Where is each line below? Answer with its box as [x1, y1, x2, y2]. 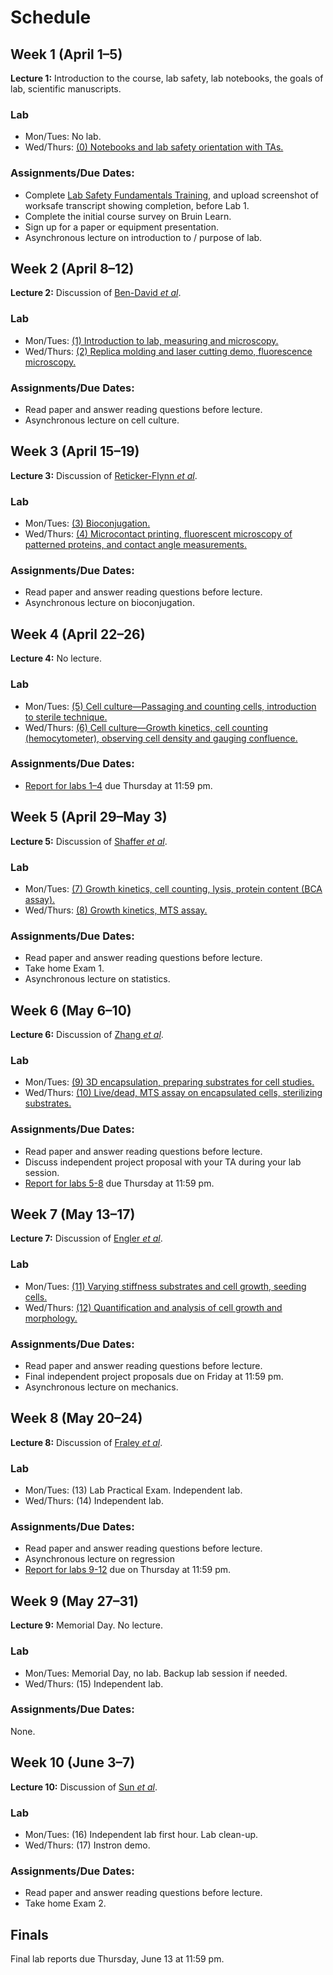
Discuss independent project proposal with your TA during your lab [24, 1156, 302, 1168]
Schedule [10, 6, 92, 29]
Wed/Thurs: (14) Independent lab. [24, 1495, 164, 1507]
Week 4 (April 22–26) [10, 626, 146, 643]
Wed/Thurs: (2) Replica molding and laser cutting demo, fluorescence [24, 345, 313, 357]
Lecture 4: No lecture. [10, 652, 102, 665]
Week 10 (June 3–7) [10, 1754, 136, 1771]
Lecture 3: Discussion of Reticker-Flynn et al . [10, 469, 198, 481]
